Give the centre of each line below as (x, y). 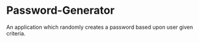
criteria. (16, 33)
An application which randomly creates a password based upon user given (100, 27)
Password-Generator (61, 10)
